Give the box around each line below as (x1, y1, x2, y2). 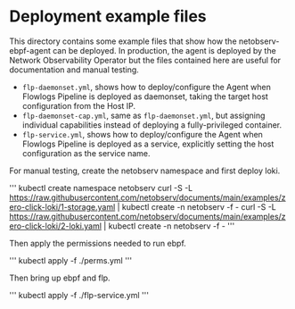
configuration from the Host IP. (21, 100, 136, 111)
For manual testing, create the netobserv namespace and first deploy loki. (9, 165, 281, 176)
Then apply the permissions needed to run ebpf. (9, 238, 187, 248)
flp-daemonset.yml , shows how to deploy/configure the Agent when (21, 81, 272, 92)
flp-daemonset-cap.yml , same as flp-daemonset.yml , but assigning (21, 110, 266, 121)
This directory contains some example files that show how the (9, 36, 238, 46)
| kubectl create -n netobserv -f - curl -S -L (117, 201, 276, 212)
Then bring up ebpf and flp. (9, 272, 111, 283)
